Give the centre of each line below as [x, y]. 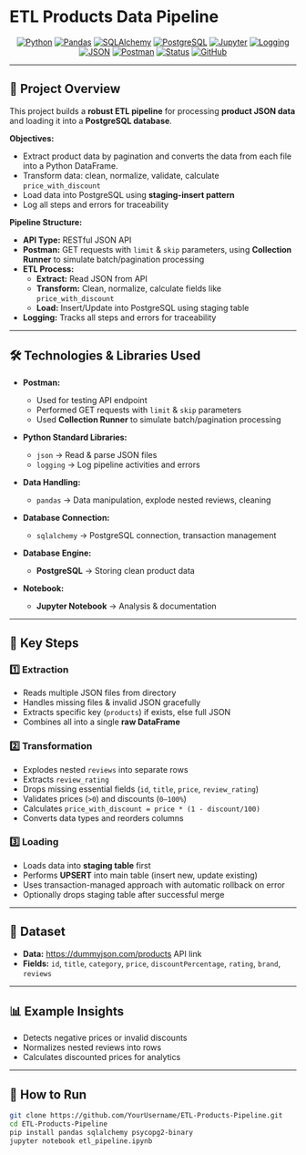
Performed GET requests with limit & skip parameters [139, 410]
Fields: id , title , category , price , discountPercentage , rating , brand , [151, 963]
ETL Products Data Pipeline [114, 17]
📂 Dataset [38, 932]
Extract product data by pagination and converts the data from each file [157, 156]
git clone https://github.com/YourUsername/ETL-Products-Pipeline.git [146, 1116]
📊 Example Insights [67, 1011]
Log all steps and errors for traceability [96, 204]
